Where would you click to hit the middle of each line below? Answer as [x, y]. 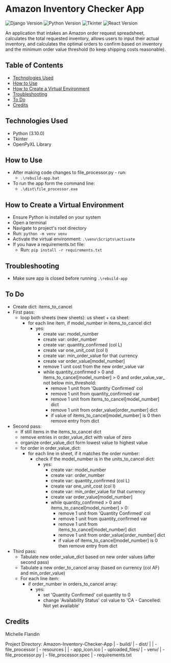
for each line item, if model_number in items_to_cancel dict [90, 323]
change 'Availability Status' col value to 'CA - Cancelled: [102, 600]
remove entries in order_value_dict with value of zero [76, 437]
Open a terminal [30, 223]
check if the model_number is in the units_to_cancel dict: [95, 459]
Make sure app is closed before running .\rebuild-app [70, 278]
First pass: [24, 312]
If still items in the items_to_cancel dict [61, 432]
